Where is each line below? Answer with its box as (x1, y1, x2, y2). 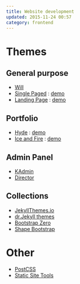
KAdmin (14, 168, 34, 175)
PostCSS (14, 265, 36, 272)
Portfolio (6, 113, 39, 123)
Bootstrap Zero (14, 219, 51, 226)
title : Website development (6, 8, 75, 15)
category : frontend (6, 19, 54, 25)
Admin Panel (6, 152, 54, 162)
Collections (6, 191, 48, 201)
